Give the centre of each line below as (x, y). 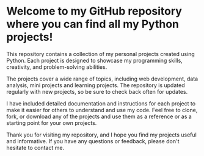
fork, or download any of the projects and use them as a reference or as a (99, 116)
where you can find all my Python (93, 24)
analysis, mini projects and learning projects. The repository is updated (96, 85)
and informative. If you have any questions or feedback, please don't (93, 141)
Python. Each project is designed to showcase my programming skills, (95, 60)
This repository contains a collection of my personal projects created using (101, 54)
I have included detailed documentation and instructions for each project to (101, 103)
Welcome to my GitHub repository (94, 11)
